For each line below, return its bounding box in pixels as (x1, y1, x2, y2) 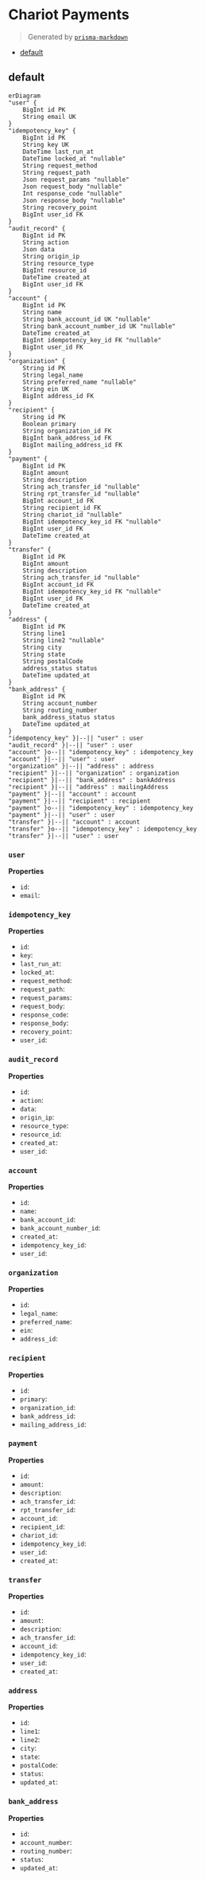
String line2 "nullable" (22, 636, 105, 644)
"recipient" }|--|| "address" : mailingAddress (8, 783, 169, 791)
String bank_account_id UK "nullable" (22, 315, 151, 323)
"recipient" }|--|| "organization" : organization (8, 768, 180, 777)
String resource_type (22, 259, 94, 267)
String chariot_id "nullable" (22, 511, 123, 519)
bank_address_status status (22, 713, 115, 721)
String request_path (22, 168, 91, 176)
